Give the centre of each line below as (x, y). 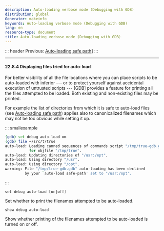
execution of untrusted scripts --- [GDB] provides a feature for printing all (79, 88)
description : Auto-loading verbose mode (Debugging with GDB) (70, 10)
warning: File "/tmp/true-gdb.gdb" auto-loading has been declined (75, 169)
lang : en (14, 28)
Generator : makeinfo (26, 19)
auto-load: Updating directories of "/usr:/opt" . (57, 155)
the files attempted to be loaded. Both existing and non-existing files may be (82, 93)
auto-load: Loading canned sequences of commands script (64, 146)
